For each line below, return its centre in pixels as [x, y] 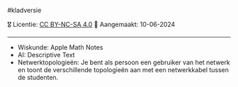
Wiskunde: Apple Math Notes [60, 47]
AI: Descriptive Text [46, 55]
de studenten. [38, 77]
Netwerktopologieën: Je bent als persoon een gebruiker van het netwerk [124, 62]
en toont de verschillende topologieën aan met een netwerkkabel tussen [123, 70]
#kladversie [24, 10]
